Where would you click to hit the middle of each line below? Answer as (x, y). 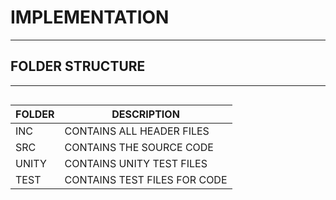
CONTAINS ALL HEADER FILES (137, 131)
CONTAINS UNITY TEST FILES (136, 163)
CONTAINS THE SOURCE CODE (139, 147)
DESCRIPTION (145, 114)
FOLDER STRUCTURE (78, 66)
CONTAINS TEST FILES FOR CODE (146, 179)
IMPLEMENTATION (90, 17)
